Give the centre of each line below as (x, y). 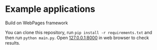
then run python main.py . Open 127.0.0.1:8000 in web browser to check (77, 38)
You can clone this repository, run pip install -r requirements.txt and (78, 32)
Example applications (50, 9)
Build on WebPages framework (37, 23)
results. (13, 43)
